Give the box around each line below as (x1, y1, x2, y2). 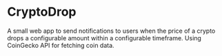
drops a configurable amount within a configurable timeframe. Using (7, 33, 202, 42)
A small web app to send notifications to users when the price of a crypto (7, 27, 216, 35)
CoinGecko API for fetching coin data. (7, 41, 115, 49)
